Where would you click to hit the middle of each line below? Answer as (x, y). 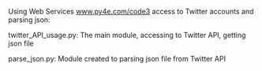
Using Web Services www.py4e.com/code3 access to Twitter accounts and (131, 11)
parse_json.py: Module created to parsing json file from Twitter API (117, 59)
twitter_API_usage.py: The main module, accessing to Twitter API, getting (127, 35)
